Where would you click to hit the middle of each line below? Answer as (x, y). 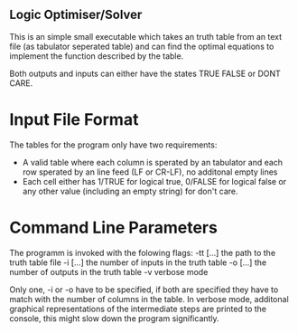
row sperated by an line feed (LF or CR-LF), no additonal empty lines (150, 172)
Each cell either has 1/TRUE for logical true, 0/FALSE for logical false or (154, 181)
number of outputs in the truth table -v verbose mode (109, 271)
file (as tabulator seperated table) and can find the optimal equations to (142, 46)
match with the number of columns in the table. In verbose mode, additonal (149, 299)
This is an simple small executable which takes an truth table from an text (146, 36)
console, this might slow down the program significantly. (114, 318)
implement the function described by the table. (97, 56)
